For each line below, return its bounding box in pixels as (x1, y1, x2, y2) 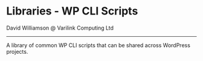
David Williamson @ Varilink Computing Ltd (6, 24, 114, 31)
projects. (6, 48, 28, 55)
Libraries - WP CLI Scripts (6, 4, 138, 18)
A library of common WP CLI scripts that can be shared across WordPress (6, 41, 190, 49)
